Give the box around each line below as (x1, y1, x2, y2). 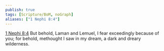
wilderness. (5, 41, 29, 47)
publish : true (5, 7, 35, 12)
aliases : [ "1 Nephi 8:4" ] (5, 16, 60, 21)
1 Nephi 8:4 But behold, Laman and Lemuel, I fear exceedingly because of (5, 30, 159, 36)
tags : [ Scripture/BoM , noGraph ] (5, 12, 73, 17)
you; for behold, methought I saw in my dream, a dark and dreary (5, 35, 141, 41)
